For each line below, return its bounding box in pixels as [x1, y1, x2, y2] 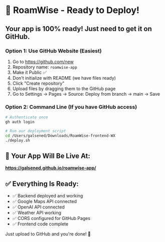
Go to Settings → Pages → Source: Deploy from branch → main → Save [12, 91, 160, 97]
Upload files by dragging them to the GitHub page [12, 85, 116, 92]
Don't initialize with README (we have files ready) [12, 75, 116, 81]
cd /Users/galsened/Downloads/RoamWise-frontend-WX [5, 133, 115, 138]
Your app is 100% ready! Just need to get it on [5, 25, 152, 33]
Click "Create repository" [12, 80, 65, 86]
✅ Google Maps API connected [12, 198, 77, 204]
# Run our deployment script [5, 128, 66, 133]
